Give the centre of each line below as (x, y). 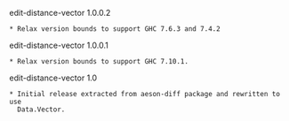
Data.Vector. (41, 110)
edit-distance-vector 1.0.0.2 (60, 13)
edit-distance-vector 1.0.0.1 (59, 45)
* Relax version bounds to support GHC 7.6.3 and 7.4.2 (115, 29)
